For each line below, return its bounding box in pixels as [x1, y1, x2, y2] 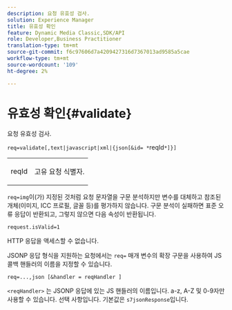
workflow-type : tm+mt [7, 55, 70, 62]
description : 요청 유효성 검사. [7, 10, 90, 17]
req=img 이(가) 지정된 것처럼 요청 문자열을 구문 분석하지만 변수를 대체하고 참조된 [7, 193, 222, 201]
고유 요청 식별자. [34, 167, 85, 176]
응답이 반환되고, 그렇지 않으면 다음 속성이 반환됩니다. [14, 210, 157, 218]
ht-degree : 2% [7, 68, 48, 74]
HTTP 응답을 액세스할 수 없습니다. [7, 237, 99, 245]
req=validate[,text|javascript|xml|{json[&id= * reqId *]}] [7, 143, 177, 152]
